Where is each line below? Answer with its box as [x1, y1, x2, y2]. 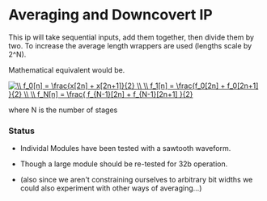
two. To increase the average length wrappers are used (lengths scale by [8, 40, 252, 50]
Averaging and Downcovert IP [8, 6, 213, 24]
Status [8, 125, 35, 136]
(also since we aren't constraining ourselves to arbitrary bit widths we [19, 175, 253, 185]
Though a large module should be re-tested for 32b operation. [19, 159, 228, 169]
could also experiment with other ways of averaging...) [19, 183, 202, 193]
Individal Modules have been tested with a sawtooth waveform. [19, 144, 231, 153]
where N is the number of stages [8, 105, 118, 115]
